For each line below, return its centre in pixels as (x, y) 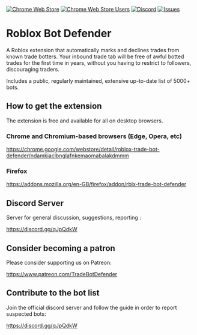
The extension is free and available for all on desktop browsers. (85, 121)
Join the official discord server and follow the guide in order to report (92, 307)
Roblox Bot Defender (59, 34)
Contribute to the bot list (53, 293)
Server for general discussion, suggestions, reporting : (74, 218)
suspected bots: (26, 314)
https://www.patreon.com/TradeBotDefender (62, 274)
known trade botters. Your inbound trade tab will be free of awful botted (95, 56)
